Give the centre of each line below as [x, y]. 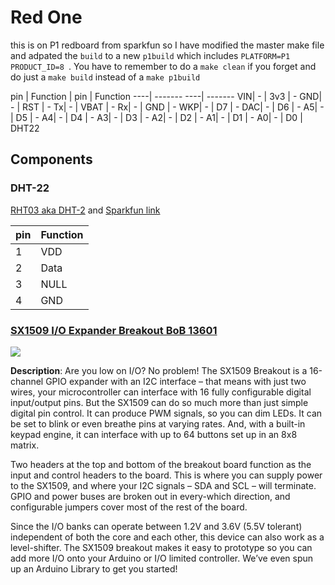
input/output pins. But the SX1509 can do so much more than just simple [159, 402]
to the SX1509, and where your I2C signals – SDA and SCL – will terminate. [163, 485]
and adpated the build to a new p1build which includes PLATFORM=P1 [150, 55]
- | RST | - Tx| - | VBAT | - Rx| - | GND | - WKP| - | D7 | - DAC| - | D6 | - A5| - [167, 107]
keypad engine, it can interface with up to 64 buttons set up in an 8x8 [154, 434]
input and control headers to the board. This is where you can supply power [166, 475]
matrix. [25, 445]
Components [51, 159]
